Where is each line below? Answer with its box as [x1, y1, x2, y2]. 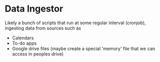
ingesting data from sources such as [5, 25, 81, 31]
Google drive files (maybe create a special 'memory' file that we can [12, 45, 155, 51]
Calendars [12, 35, 34, 41]
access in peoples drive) [12, 51, 64, 57]
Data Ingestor [5, 3, 63, 15]
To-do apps [12, 40, 37, 46]
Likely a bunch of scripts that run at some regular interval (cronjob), [5, 20, 146, 26]
